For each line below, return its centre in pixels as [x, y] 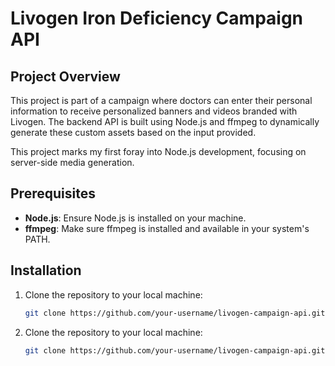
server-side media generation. [72, 162]
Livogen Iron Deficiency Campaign [157, 18]
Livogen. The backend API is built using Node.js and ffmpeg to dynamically [165, 121]
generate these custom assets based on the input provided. [133, 132]
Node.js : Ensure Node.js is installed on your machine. [135, 218]
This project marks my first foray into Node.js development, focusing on [158, 151]
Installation [46, 270]
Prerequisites [53, 193]
